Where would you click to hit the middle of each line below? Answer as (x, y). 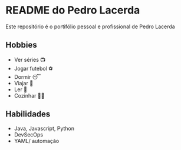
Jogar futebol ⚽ (34, 68)
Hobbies (22, 45)
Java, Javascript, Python (44, 128)
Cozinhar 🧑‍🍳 (29, 95)
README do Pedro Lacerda (73, 10)
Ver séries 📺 (29, 59)
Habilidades (28, 114)
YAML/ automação (37, 141)
